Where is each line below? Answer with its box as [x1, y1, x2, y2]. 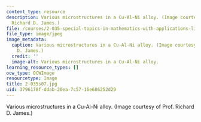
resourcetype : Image [6, 75, 58, 81]
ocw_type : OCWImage [6, 70, 55, 76]
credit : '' [11, 53, 39, 59]
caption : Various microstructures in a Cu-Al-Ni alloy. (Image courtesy [11, 42, 197, 48]
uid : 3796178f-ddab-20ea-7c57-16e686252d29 [6, 87, 117, 93]
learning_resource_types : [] [6, 64, 79, 71]
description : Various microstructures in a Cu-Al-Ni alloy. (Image [6, 14, 178, 20]
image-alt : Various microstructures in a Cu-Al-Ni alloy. [11, 59, 160, 65]
